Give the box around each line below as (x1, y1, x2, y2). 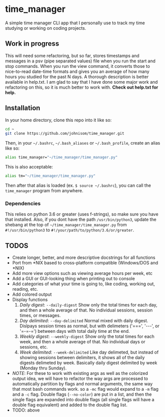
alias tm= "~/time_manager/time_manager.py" (5, 173, 96, 179)
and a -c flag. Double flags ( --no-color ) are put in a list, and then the (12, 391, 152, 397)
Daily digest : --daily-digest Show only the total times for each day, (19, 302, 158, 308)
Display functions (12, 297, 48, 303)
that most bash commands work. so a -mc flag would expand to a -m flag (12, 386, 159, 392)
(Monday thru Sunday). (19, 365, 67, 371)
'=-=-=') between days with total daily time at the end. (19, 328, 130, 334)
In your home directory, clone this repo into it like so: (5, 117, 112, 123)
